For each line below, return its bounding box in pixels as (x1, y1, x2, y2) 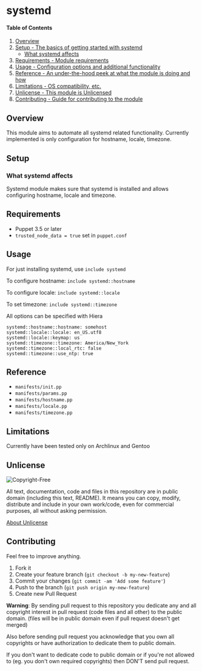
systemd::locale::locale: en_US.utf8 (6, 329, 102, 335)
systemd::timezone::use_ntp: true (6, 350, 94, 356)
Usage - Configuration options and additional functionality (15, 63, 161, 70)
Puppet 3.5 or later (15, 225, 62, 232)
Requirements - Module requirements (15, 57, 109, 64)
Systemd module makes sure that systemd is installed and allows (6, 185, 169, 192)
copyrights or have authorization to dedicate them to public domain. (6, 639, 176, 646)
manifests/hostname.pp (15, 397, 73, 403)
